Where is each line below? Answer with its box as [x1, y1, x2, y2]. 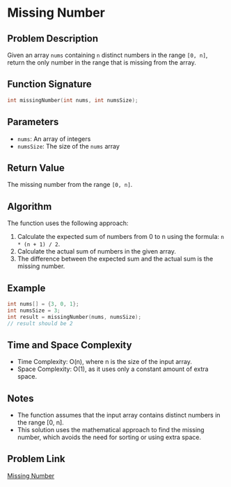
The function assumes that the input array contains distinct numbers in [17, 411, 221, 420]
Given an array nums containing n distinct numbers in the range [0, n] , [7, 51, 208, 59]
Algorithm [7, 200, 52, 213]
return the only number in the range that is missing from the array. [7, 58, 196, 67]
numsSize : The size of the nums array [17, 142, 120, 150]
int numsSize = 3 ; [7, 307, 61, 314]
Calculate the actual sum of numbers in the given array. [17, 247, 176, 256]
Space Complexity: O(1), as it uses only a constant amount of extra [17, 365, 209, 373]
